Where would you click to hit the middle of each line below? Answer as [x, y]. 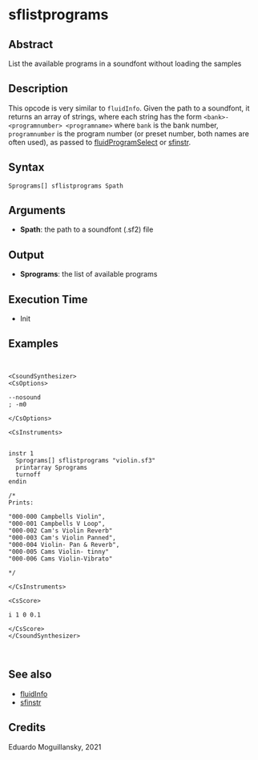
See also [30, 675]
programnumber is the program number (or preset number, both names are [129, 133]
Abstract [31, 44]
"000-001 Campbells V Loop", [57, 524]
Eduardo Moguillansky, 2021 [55, 746]
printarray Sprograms [52, 467]
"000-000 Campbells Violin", [57, 516]
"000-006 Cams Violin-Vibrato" [60, 559]
